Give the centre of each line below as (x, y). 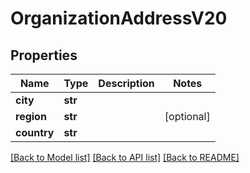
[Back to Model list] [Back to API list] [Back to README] (125, 157)
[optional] (187, 116)
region (31, 116)
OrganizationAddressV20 (119, 18)
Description (126, 83)
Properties (44, 55)
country (35, 132)
